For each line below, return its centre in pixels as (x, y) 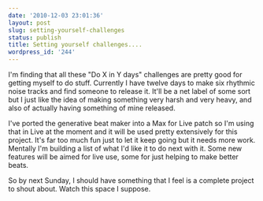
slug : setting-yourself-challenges (67, 30)
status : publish (35, 37)
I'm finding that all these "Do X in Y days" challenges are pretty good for (125, 74)
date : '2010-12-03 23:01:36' (56, 15)
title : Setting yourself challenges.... (76, 45)
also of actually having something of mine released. (92, 108)
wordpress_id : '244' (42, 52)
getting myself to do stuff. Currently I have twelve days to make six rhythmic (132, 83)
